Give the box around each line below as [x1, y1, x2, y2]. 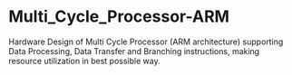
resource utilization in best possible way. [8, 55, 161, 66]
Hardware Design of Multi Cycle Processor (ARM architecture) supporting [8, 36, 284, 47]
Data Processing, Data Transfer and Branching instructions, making [8, 45, 260, 56]
